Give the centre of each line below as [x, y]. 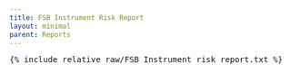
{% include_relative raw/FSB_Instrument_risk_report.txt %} [146, 60]
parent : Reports [40, 34]
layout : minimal [40, 26]
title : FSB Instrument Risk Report [77, 18]
